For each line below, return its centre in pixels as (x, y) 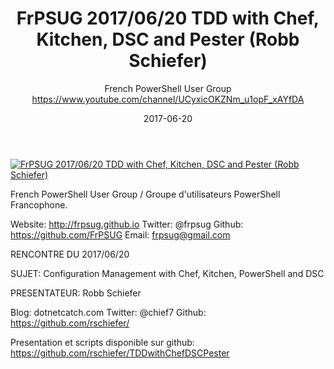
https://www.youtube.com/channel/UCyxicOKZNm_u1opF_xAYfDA (168, 99)
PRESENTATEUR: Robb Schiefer (76, 293)
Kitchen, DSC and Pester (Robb (168, 39)
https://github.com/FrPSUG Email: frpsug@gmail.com (120, 234)
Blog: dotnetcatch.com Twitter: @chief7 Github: (108, 312)
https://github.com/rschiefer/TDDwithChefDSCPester (120, 353)
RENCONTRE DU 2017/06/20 (70, 254)
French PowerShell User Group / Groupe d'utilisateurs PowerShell (145, 194)
